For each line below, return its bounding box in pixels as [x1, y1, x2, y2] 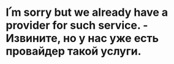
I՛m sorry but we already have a [6, 5, 168, 20]
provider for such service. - [6, 18, 148, 32]
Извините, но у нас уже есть [6, 32, 159, 45]
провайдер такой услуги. [6, 44, 142, 59]
